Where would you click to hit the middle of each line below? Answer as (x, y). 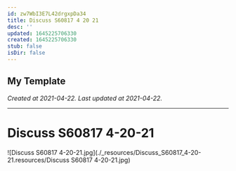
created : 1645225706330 (42, 40)
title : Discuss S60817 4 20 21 (53, 20)
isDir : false (26, 53)
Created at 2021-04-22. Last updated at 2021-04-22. (85, 98)
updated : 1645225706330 (42, 33)
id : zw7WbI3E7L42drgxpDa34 (47, 14)
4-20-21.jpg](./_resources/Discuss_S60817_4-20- (130, 152)
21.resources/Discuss (39, 160)
